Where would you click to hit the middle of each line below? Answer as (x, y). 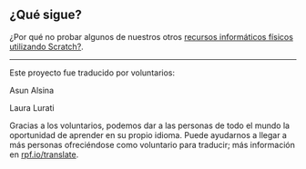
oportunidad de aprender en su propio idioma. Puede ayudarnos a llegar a (148, 134)
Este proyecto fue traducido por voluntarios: (92, 73)
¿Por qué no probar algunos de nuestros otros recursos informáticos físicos (152, 36)
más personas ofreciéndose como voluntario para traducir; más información (153, 144)
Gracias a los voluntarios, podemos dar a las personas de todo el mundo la (149, 125)
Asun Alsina (32, 90)
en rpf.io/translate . (44, 154)
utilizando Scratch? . (46, 46)
